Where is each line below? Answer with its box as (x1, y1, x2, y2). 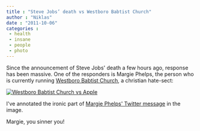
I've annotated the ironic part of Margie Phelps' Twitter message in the (6, 100, 181, 107)
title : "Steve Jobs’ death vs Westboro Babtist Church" (6, 8, 152, 15)
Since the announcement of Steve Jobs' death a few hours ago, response (6, 64, 189, 71)
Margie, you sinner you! (6, 118, 65, 125)
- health (8, 31, 31, 37)
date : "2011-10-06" (6, 20, 58, 26)
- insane (8, 36, 31, 42)
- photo (8, 48, 28, 54)
